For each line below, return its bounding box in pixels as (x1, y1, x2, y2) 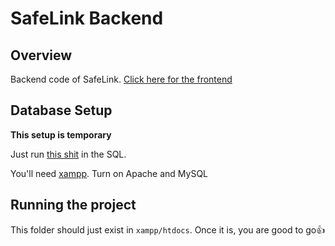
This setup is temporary (10, 128, 112, 141)
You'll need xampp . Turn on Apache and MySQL (10, 167, 209, 179)
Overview (10, 47, 73, 64)
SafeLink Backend (10, 7, 164, 30)
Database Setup (10, 102, 113, 119)
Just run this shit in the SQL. (10, 148, 127, 160)
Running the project (10, 197, 137, 214)
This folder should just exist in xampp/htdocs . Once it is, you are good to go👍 (10, 223, 326, 236)
